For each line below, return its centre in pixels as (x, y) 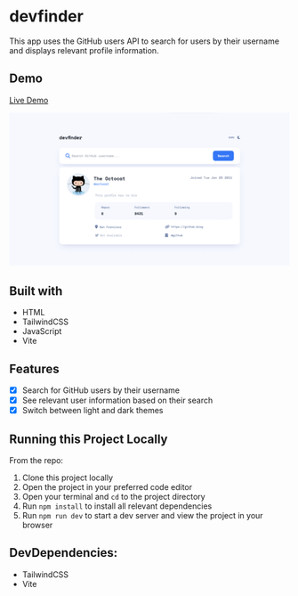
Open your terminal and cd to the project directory (114, 497)
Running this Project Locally (89, 439)
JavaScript (42, 331)
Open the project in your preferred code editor (107, 487)
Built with (36, 291)
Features (34, 368)
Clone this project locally (68, 478)
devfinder (47, 16)
